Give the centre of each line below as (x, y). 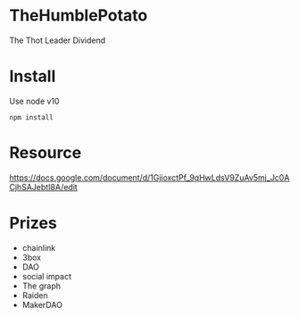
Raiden (35, 295)
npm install (31, 117)
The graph (41, 286)
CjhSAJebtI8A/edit (43, 187)
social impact (46, 276)
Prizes (33, 223)
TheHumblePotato (79, 16)
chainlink (39, 247)
